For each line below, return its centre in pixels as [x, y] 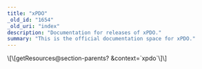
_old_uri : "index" [33, 26]
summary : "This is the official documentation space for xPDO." [101, 39]
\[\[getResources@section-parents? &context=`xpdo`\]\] [87, 58]
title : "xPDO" [28, 13]
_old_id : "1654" [30, 20]
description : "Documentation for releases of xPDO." [84, 32]
